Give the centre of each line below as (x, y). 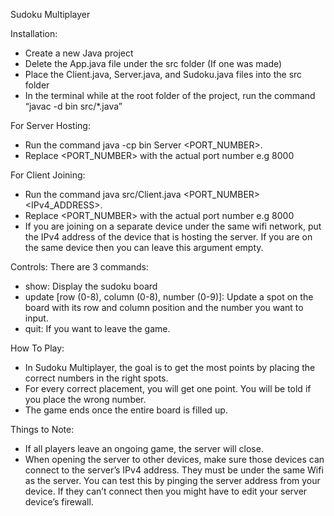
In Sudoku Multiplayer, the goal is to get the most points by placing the (170, 367)
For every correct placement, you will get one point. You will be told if (168, 388)
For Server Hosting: (50, 125)
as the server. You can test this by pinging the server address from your (172, 480)
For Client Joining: (48, 175)
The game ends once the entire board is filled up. (126, 410)
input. (36, 318)
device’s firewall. (59, 502)
